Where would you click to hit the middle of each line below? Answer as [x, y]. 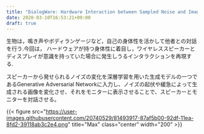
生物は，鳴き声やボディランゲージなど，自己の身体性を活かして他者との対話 [102, 41]
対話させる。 [43, 99]
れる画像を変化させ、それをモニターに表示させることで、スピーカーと [104, 92]
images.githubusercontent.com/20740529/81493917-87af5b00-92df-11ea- [100, 118]
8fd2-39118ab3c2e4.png [37, 124]
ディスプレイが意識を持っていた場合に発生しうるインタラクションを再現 [97, 56]
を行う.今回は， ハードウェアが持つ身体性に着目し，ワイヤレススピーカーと [101, 49]
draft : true [21, 23]
